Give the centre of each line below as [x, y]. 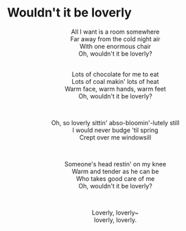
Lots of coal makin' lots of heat [115, 81]
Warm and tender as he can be [115, 171]
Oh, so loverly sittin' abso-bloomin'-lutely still [115, 122]
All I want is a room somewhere [115, 32]
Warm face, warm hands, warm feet [115, 89]
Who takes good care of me [115, 178]
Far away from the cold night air [115, 38]
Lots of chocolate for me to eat [115, 74]
